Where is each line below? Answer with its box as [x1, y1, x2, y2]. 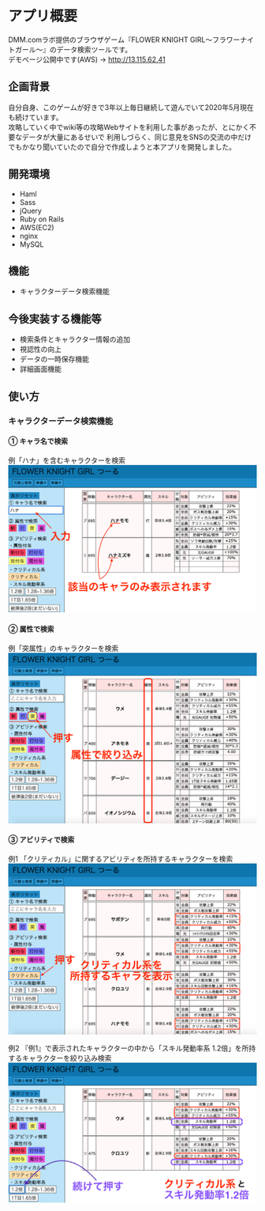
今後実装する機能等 [8, 312, 102, 325]
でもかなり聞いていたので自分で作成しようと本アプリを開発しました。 [8, 142, 237, 151]
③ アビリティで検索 [8, 835, 75, 845]
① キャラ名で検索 [8, 437, 69, 446]
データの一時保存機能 [19, 354, 89, 364]
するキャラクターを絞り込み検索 [8, 1054, 112, 1063]
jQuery [19, 206, 42, 215]
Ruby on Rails [19, 214, 65, 224]
